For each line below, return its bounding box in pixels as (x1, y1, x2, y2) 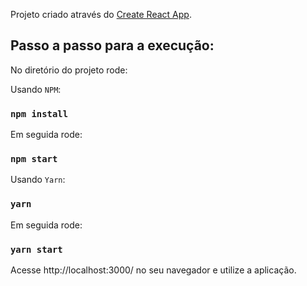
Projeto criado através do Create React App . (10, 9, 192, 20)
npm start (10, 154, 58, 165)
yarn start (10, 244, 63, 255)
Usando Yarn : (10, 174, 66, 186)
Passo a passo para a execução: (10, 37, 215, 54)
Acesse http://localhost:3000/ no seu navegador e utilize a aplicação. (10, 264, 297, 276)
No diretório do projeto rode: (10, 64, 128, 76)
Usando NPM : (10, 83, 62, 95)
